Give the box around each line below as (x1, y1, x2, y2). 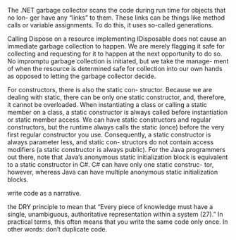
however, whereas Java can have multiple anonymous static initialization (7, 168, 218, 176)
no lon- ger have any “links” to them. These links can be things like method (7, 13, 225, 22)
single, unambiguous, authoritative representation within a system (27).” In (7, 210, 223, 218)
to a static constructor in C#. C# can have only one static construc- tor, (7, 160, 214, 168)
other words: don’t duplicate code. (7, 225, 108, 233)
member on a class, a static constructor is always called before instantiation (7, 108, 228, 116)
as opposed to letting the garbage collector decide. (7, 72, 156, 80)
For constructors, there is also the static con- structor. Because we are (7, 86, 213, 94)
